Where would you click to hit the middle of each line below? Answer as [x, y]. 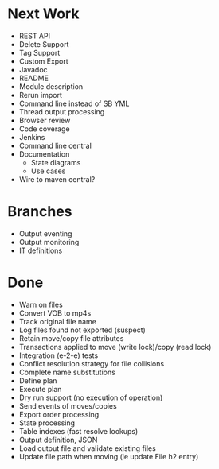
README [34, 78]
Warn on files [41, 304]
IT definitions [41, 250]
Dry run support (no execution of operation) [91, 397]
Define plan [38, 380]
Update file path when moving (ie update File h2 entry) [109, 456]
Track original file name [58, 321]
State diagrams [56, 162]
